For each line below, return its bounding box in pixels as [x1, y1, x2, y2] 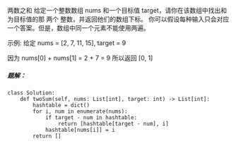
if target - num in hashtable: [45, 114, 138, 121]
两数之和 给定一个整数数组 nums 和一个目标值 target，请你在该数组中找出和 [7, 6, 228, 14]
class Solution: [7, 89, 55, 97]
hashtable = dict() [33, 102, 90, 109]
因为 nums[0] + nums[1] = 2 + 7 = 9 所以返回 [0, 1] [7, 54, 153, 62]
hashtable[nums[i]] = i [45, 126, 115, 133]
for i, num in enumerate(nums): [33, 108, 129, 115]
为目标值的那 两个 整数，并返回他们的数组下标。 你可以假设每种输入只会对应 [7, 15, 230, 23]
